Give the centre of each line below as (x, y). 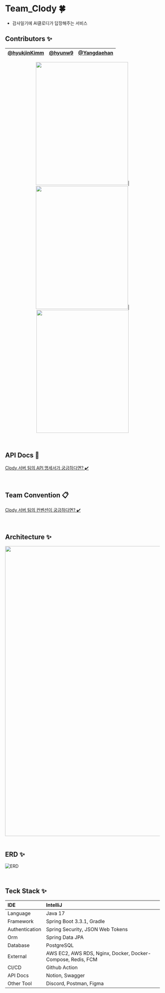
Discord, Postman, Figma (75, 983)
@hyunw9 (61, 53)
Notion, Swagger (65, 975)
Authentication (25, 929)
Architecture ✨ (28, 537)
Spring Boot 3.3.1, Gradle (75, 921)
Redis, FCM (84, 959)
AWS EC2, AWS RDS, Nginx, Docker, (88, 953)
